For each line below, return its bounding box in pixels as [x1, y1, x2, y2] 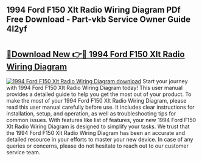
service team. [6, 149, 41, 156]
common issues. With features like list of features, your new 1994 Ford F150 [6, 117, 197, 123]
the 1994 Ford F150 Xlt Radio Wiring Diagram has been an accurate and [6, 129, 186, 136]
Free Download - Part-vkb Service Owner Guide [6, 15, 190, 25]
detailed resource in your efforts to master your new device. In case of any [6, 136, 193, 143]
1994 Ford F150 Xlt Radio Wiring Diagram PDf [6, 5, 181, 15]
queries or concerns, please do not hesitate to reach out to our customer [6, 142, 189, 149]
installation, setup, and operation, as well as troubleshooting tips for [6, 110, 176, 117]
